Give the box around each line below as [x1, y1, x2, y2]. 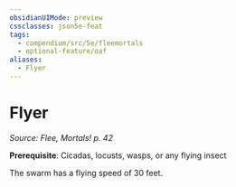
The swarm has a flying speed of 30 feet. [9, 167, 164, 178]
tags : [9, 30, 30, 39]
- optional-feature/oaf [17, 47, 107, 56]
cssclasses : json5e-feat [9, 22, 103, 31]
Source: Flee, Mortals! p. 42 [9, 132, 113, 143]
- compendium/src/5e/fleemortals [17, 38, 144, 48]
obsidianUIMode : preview [9, 13, 103, 23]
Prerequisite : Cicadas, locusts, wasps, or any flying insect [9, 150, 227, 161]
